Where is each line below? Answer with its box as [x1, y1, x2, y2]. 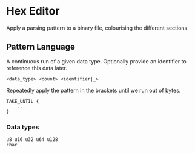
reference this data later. [6, 64, 68, 71]
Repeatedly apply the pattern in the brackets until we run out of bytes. [6, 86, 181, 94]
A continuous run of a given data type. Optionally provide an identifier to [6, 57, 187, 65]
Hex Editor [6, 4, 60, 18]
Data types [6, 123, 39, 131]
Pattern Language [6, 42, 76, 52]
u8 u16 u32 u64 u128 [6, 137, 59, 143]
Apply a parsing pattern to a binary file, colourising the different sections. [6, 24, 189, 31]
